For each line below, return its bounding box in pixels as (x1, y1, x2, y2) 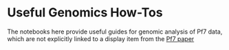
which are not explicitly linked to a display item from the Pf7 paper (7, 34, 195, 42)
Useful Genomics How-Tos (7, 5, 163, 21)
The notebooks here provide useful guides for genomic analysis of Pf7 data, (7, 27, 223, 36)
